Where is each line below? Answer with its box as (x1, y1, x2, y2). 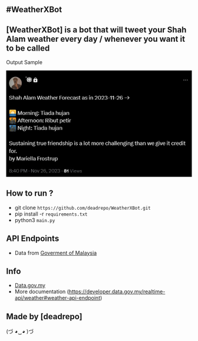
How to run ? (6, 188, 54, 198)
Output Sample (6, 59, 43, 66)
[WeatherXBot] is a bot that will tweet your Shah (6, 25, 187, 35)
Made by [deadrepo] (6, 312, 82, 322)
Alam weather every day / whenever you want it (6, 34, 186, 44)
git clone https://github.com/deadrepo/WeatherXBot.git (14, 204, 151, 211)
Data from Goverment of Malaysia (14, 249, 97, 256)
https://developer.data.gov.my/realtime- (68, 288, 166, 295)
